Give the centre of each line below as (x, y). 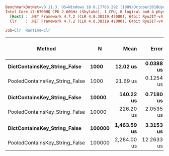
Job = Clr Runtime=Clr (28, 30)
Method (47, 49)
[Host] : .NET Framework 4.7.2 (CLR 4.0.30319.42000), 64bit (75, 16)
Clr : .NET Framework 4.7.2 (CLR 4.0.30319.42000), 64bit (75, 21)
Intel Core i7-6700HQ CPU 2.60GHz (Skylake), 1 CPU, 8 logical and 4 (80, 12)
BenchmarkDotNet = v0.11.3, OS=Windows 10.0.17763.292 (62, 7)
